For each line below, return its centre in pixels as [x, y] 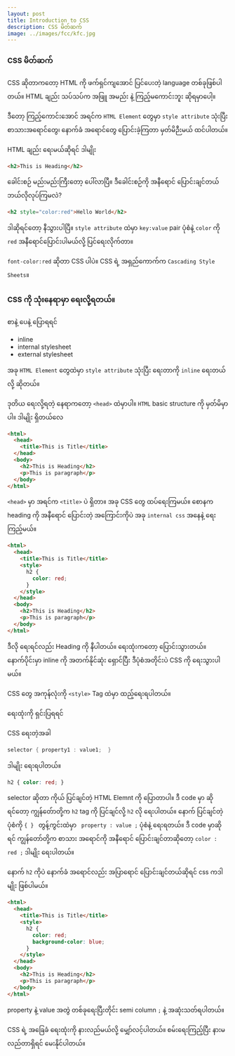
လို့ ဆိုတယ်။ [23, 383]
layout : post [26, 14]
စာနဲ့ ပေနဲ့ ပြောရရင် [32, 321]
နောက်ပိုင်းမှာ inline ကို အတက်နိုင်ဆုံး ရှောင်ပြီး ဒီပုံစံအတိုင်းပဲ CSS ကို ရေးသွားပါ [114, 660]
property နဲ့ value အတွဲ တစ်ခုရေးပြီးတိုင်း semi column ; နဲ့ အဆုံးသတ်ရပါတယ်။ [116, 1010]
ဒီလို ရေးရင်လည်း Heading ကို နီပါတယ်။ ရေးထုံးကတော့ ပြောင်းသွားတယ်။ [107, 646]
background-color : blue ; [69, 942]
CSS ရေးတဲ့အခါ [29, 733]
